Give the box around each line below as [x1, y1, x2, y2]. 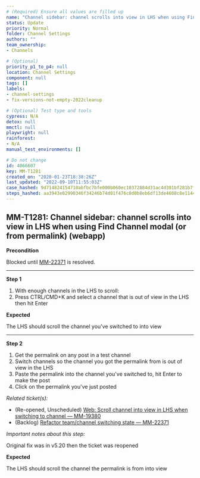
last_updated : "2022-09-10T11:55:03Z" [6, 179, 102, 185]
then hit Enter [14, 299, 48, 307]
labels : [6, 86, 26, 92]
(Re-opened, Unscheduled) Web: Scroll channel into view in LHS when [14, 406, 189, 413]
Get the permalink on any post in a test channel [14, 351, 131, 358]
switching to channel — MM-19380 [14, 412, 101, 420]
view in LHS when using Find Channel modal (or [6, 221, 186, 232]
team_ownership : [6, 42, 46, 48]
